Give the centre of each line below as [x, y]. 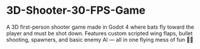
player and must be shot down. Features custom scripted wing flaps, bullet [99, 33]
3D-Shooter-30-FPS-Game [76, 10]
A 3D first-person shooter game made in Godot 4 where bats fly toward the [100, 27]
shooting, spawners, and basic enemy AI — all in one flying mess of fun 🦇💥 [100, 39]
